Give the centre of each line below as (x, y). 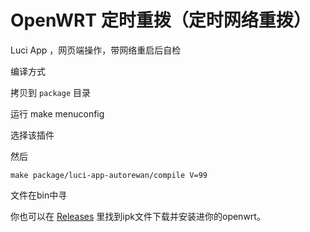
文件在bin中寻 (39, 195)
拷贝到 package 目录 (50, 92)
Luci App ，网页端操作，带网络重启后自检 (96, 50)
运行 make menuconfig (57, 113)
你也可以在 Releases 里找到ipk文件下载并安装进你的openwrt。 (138, 216)
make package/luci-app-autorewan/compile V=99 (109, 175)
